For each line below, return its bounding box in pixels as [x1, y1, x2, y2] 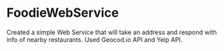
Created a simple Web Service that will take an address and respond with [6, 28, 217, 36]
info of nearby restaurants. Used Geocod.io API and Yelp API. [6, 35, 183, 43]
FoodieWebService [6, 5, 119, 21]
